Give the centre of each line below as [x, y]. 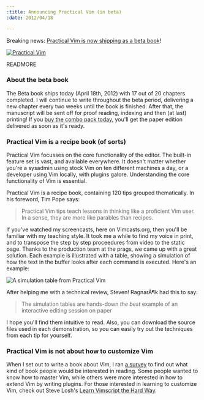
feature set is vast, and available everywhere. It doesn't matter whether [96, 161]
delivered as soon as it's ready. [46, 125]
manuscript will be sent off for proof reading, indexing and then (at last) [96, 113]
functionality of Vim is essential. [47, 181]
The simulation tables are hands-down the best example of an [100, 304]
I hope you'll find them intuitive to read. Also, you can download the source [101, 322]
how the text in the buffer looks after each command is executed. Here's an [101, 262]
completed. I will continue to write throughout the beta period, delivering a [100, 100]
